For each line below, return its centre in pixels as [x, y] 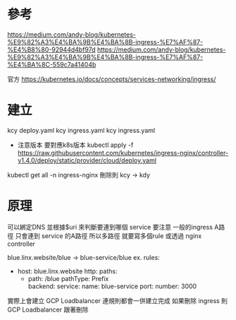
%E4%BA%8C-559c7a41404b [52, 64]
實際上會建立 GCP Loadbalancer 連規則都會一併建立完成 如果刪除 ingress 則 [117, 300]
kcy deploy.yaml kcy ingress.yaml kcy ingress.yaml [81, 130]
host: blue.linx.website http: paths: [67, 271]
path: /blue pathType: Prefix [68, 278]
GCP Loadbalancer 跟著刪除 [48, 309]
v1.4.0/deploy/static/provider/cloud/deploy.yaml [87, 160]
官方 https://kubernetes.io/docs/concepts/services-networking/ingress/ [112, 79]
